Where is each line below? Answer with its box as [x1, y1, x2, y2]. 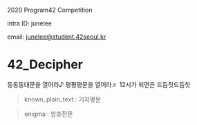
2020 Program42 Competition [7, 6, 93, 14]
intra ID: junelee [7, 19, 52, 27]
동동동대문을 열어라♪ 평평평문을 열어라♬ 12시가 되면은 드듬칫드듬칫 [7, 80, 191, 88]
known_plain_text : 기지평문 [24, 95, 102, 103]
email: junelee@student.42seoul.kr [7, 32, 106, 41]
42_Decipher [7, 57, 83, 73]
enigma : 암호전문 [24, 110, 73, 118]
